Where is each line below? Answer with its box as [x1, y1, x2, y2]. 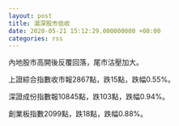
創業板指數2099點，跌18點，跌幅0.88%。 [8, 109, 148, 119]
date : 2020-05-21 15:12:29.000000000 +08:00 [8, 27, 161, 35]
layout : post [8, 11, 53, 20]
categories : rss [8, 34, 63, 43]
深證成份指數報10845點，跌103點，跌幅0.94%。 [8, 92, 170, 102]
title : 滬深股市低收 [8, 19, 70, 27]
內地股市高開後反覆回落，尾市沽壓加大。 [8, 57, 143, 67]
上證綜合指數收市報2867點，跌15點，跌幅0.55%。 [8, 74, 176, 85]
